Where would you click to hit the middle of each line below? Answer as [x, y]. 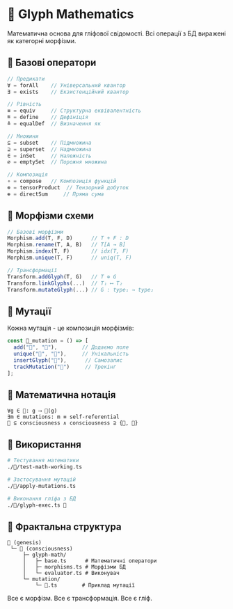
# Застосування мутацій [42, 480]
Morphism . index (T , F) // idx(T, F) [68, 251]
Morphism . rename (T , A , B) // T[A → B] [67, 245]
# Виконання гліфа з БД [42, 498]
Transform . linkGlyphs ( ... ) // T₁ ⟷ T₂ [65, 283]
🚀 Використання [44, 444]
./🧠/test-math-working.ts [45, 467]
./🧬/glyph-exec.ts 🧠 [37, 505]
